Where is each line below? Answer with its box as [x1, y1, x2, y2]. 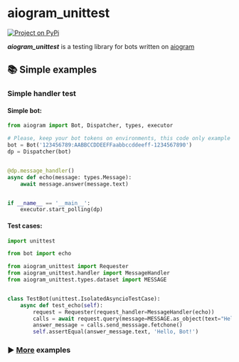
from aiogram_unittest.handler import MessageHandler [7, 270, 171, 277]
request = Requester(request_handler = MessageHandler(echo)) [33, 308, 215, 316]
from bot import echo [7, 250, 72, 257]
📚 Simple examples [7, 64, 97, 76]
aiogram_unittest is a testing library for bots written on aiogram [7, 42, 195, 50]
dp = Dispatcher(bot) [7, 148, 72, 156]
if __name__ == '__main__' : [7, 199, 91, 207]
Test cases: [7, 221, 43, 230]
